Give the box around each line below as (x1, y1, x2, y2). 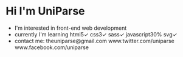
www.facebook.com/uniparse (14, 44, 89, 51)
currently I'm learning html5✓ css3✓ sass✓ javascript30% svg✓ (14, 30, 178, 38)
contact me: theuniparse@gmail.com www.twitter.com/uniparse (14, 37, 174, 44)
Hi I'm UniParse (5, 4, 85, 18)
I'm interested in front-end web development (14, 24, 127, 32)
